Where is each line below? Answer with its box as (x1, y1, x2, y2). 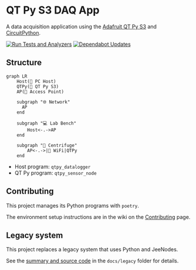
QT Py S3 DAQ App (6, 4, 100, 17)
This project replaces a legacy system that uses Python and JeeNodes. (6, 246, 178, 253)
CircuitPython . (6, 29, 41, 36)
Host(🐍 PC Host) (16, 78, 57, 84)
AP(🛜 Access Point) (16, 89, 65, 95)
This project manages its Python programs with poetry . (6, 202, 140, 209)
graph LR (6, 73, 28, 79)
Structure (6, 58, 42, 68)
